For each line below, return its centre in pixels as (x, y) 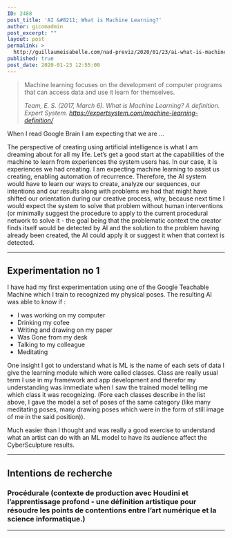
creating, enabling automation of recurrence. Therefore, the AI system (107, 176)
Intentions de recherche (60, 473)
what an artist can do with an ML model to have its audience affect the (107, 438)
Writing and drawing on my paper (65, 330)
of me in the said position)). (46, 417)
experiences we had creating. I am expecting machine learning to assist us (113, 169)
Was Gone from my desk (52, 337)
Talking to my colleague (51, 345)
